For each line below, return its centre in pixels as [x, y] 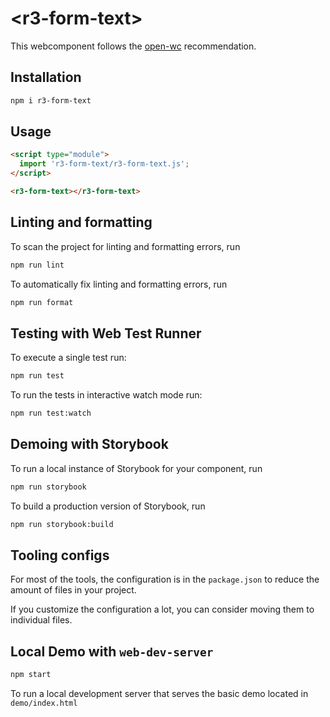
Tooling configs [60, 555]
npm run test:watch [51, 413]
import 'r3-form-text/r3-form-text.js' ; [104, 164]
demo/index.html [44, 703]
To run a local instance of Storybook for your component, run [136, 468]
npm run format [42, 302]
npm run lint [37, 265]
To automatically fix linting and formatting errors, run [119, 284]
